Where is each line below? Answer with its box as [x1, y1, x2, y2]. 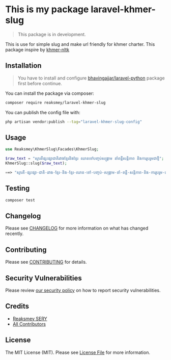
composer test [5, 197, 36, 202]
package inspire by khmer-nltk [5, 46, 70, 53]
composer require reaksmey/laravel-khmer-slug [5, 100, 106, 105]
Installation [5, 61, 42, 70]
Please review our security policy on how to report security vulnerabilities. [5, 287, 161, 293]
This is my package [5, 4, 89, 15]
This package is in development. [17, 31, 86, 37]
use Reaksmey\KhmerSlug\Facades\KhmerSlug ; [5, 147, 99, 152]
